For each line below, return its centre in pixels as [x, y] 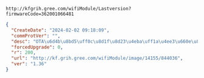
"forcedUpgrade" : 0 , [37, 47]
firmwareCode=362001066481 [40, 14]
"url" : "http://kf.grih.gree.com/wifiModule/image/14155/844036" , [97, 58]
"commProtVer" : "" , [36, 36]
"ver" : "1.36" [29, 64]
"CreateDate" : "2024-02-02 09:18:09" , [61, 30]
